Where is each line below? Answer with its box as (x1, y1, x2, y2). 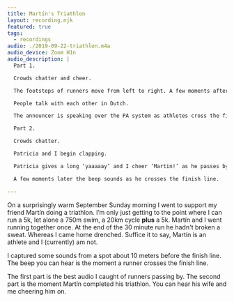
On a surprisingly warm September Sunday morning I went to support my (7, 200, 217, 209)
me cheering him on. (7, 287, 67, 295)
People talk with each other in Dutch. (13, 100, 130, 107)
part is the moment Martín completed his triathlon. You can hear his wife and (7, 280, 227, 288)
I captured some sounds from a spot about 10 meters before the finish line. (7, 251, 221, 259)
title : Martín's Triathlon (7, 10, 86, 17)
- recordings (13, 36, 52, 43)
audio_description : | (7, 56, 70, 63)
